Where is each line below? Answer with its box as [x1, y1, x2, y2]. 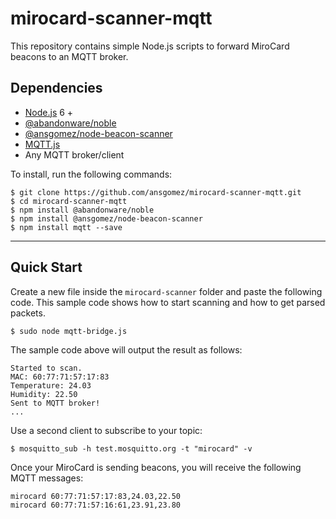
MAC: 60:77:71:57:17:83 [10, 372, 110, 382]
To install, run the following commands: [10, 168, 173, 180]
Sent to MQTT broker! [10, 398, 101, 408]
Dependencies [10, 80, 103, 97]
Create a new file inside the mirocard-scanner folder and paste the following [10, 285, 323, 297]
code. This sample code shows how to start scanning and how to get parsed [10, 296, 326, 308]
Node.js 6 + [24, 106, 74, 118]
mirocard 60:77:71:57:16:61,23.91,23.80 [10, 500, 182, 510]
